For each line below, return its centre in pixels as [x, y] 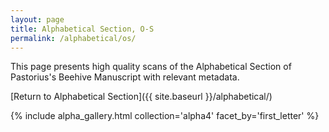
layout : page [37, 19]
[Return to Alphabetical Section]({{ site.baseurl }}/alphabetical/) [141, 97]
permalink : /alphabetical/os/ [73, 38]
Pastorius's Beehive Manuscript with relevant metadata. [125, 77]
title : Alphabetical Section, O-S [82, 29]
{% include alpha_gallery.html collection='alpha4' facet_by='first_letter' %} [165, 116]
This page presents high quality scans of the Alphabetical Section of [151, 67]
